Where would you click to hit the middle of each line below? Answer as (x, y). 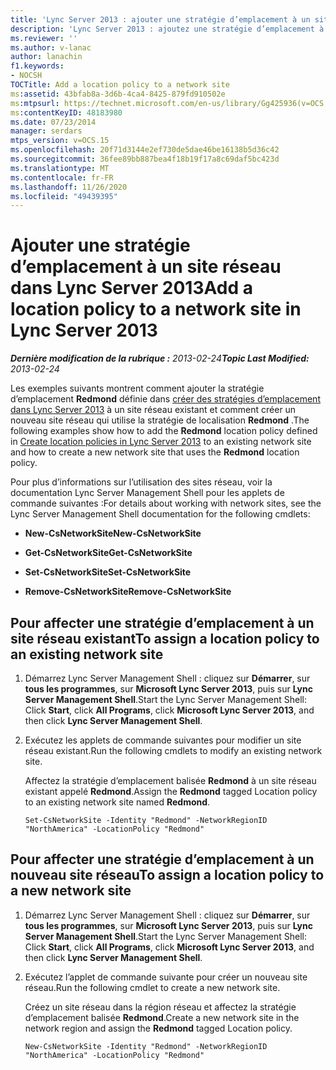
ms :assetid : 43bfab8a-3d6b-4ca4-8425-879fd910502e (118, 94)
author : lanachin (46, 57)
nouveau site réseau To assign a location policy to (167, 875)
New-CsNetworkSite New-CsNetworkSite (113, 533)
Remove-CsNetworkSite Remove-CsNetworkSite (128, 592)
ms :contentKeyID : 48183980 (66, 112)
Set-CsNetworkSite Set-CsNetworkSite (108, 572)
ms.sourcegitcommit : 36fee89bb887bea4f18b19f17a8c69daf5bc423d (145, 159)
